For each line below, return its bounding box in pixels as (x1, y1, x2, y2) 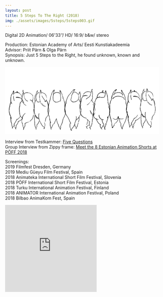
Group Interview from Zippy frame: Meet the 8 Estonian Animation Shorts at (5, 144, 157, 150)
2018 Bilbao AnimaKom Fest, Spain (5, 195, 75, 201)
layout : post (5, 8, 32, 13)
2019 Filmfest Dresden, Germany (5, 164, 71, 170)
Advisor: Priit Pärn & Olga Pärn (5, 47, 67, 53)
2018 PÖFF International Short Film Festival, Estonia (5, 179, 109, 186)
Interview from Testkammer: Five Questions (5, 139, 93, 145)
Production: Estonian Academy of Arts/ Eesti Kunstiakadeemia (5, 42, 130, 48)
